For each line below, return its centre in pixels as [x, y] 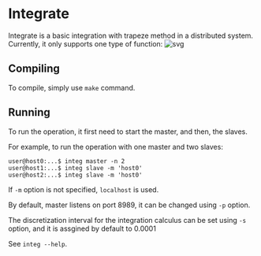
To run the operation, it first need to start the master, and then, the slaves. [128, 132]
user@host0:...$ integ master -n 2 [67, 161]
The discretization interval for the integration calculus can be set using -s [127, 220]
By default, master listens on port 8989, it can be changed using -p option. [129, 205]
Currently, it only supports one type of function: [86, 43]
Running [30, 112]
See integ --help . [38, 243]
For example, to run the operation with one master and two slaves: [116, 147]
